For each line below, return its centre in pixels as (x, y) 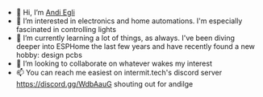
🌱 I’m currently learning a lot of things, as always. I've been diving (125, 38)
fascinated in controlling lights (66, 29)
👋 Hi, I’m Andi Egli (45, 12)
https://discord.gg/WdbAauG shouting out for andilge (104, 84)
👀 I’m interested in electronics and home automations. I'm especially (129, 21)
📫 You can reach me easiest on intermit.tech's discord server (119, 73)
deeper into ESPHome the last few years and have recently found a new (136, 46)
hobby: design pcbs (49, 55)
